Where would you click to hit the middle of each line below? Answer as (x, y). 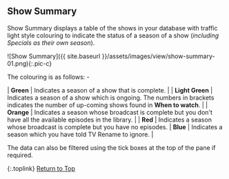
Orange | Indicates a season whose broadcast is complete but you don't (110, 112)
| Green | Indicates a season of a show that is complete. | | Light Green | (110, 90)
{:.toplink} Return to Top (41, 168)
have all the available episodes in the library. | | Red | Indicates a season (110, 120)
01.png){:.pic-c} (30, 63)
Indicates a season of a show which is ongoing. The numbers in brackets (111, 97)
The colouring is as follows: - (48, 77)
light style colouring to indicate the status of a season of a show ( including (113, 35)
